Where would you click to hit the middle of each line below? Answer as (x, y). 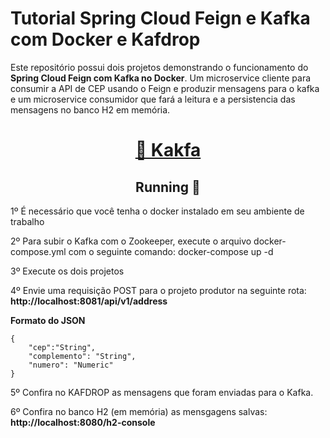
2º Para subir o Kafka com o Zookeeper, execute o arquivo (131, 241)
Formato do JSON (48, 320)
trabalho (27, 221)
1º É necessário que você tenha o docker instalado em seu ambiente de (157, 211)
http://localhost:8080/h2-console (83, 422)
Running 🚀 (168, 187)
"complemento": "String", (82, 356)
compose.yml (38, 251)
